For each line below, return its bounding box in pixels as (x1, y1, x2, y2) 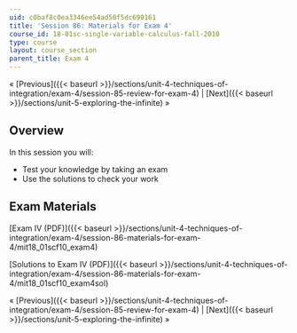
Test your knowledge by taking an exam (21, 163, 168, 174)
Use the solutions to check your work (21, 173, 160, 184)
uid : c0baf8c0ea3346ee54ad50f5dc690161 (9, 12, 157, 22)
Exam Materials (9, 199, 97, 214)
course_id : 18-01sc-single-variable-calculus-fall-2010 (9, 29, 220, 38)
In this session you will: (9, 147, 94, 157)
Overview (9, 123, 65, 139)
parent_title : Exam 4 (9, 54, 90, 63)
